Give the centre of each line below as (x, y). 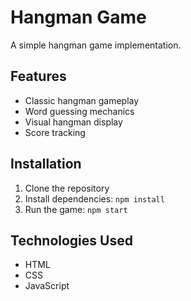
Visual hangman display (73, 122)
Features (38, 76)
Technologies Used (71, 240)
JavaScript (47, 286)
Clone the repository (67, 188)
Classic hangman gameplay (82, 100)
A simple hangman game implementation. (96, 45)
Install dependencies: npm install (94, 198)
